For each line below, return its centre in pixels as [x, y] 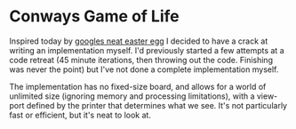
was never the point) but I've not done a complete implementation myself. [144, 69]
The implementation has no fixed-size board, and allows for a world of [138, 86]
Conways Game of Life [94, 16]
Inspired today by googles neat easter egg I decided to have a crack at [139, 41]
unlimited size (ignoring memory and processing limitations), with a [132, 96]
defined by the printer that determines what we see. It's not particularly [156, 105]
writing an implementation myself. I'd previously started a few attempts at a [147, 50]
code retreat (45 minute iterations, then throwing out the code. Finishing [141, 60]
